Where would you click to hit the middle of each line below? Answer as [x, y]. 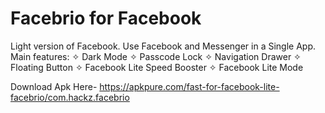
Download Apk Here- [54, 86]
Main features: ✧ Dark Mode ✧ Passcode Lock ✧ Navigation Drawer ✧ [156, 56]
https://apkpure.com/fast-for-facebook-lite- [189, 86]
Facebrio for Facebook [106, 18]
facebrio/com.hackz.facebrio [70, 97]
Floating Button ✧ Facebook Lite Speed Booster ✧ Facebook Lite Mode [157, 67]
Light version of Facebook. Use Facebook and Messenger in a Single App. [163, 46]
